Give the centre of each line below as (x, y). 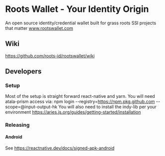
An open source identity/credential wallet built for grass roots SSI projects (81, 23)
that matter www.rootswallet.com (39, 28)
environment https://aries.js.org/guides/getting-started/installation (73, 112)
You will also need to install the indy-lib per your (107, 107)
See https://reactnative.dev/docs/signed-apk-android (60, 148)
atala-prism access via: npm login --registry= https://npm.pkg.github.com (80, 102)
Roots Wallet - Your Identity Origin (77, 9)
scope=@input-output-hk (31, 107)
